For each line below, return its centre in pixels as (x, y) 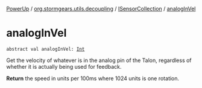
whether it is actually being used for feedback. (64, 66)
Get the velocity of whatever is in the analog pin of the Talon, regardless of (99, 60)
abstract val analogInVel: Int (46, 49)
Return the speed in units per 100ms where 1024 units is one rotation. (93, 78)
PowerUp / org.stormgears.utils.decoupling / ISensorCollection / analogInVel (101, 9)
